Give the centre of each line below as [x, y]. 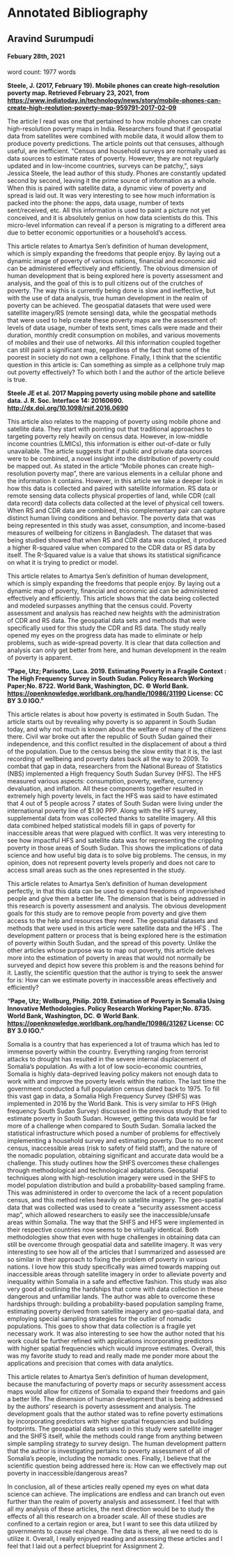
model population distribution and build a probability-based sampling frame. [116, 1185]
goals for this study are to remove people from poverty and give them [107, 913]
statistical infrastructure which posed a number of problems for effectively [114, 1133]
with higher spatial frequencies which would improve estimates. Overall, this [117, 1348]
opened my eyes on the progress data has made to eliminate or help [105, 635]
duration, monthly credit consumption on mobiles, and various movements [114, 335]
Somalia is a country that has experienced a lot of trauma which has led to [114, 1044]
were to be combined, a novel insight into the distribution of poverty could [113, 458]
